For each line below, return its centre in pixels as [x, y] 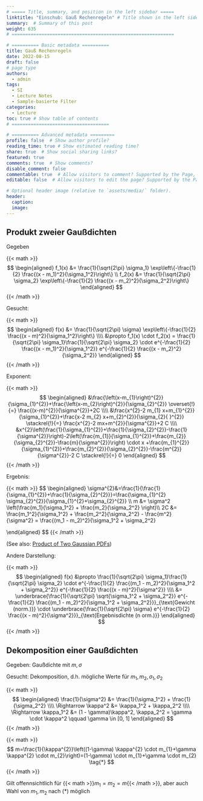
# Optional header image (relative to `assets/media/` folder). [89, 191]
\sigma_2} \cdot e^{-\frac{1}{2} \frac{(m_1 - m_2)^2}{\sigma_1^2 [116, 583]
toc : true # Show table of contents [52, 119]
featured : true [25, 157]
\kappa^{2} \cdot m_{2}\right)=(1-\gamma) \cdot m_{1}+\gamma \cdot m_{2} [101, 756]
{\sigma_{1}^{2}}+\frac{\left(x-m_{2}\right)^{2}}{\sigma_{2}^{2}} [88, 404]
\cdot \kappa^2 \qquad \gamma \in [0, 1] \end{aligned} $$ [101, 719]
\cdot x [136, 443]
